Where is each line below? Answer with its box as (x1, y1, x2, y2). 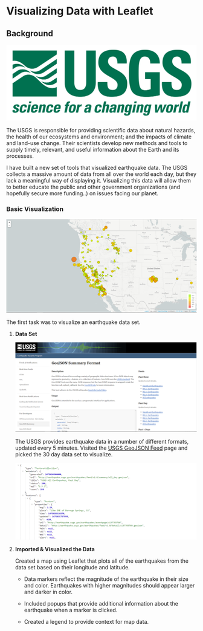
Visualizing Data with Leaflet (6, 4, 153, 18)
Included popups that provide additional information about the (24, 600, 179, 607)
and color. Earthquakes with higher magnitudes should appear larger (24, 582, 195, 589)
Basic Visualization (6, 205, 64, 213)
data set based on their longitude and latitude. (14, 564, 130, 571)
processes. (6, 152, 34, 160)
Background (6, 28, 53, 39)
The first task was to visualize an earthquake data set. (6, 319, 141, 326)
